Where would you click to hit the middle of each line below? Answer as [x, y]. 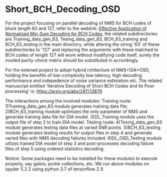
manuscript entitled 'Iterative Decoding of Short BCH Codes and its [74, 85]
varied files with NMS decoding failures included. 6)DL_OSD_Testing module [84, 138]
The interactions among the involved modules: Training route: [68, 100]
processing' [17, 91]
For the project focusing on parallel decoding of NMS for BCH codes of [78, 23]
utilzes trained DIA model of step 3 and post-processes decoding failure [79, 143]
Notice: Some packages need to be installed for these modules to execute [81, 158]
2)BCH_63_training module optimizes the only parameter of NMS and [76, 111]
